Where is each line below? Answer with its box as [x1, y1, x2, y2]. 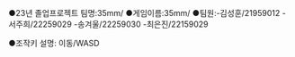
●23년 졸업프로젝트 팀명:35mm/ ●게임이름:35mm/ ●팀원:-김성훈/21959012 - [8, 8, 287, 18]
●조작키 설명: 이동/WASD [8, 38, 100, 48]
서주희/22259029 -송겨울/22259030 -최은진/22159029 [8, 19, 209, 29]
